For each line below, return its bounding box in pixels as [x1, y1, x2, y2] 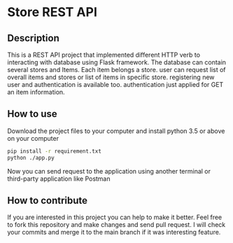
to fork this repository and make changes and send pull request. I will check [7, 221, 226, 229]
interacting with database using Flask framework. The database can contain [7, 58, 226, 67]
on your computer [7, 134, 59, 142]
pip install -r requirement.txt [7, 148, 101, 155]
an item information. [7, 88, 65, 96]
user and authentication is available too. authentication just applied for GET [7, 81, 224, 88]
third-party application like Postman [7, 174, 111, 183]
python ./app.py [7, 154, 55, 161]
